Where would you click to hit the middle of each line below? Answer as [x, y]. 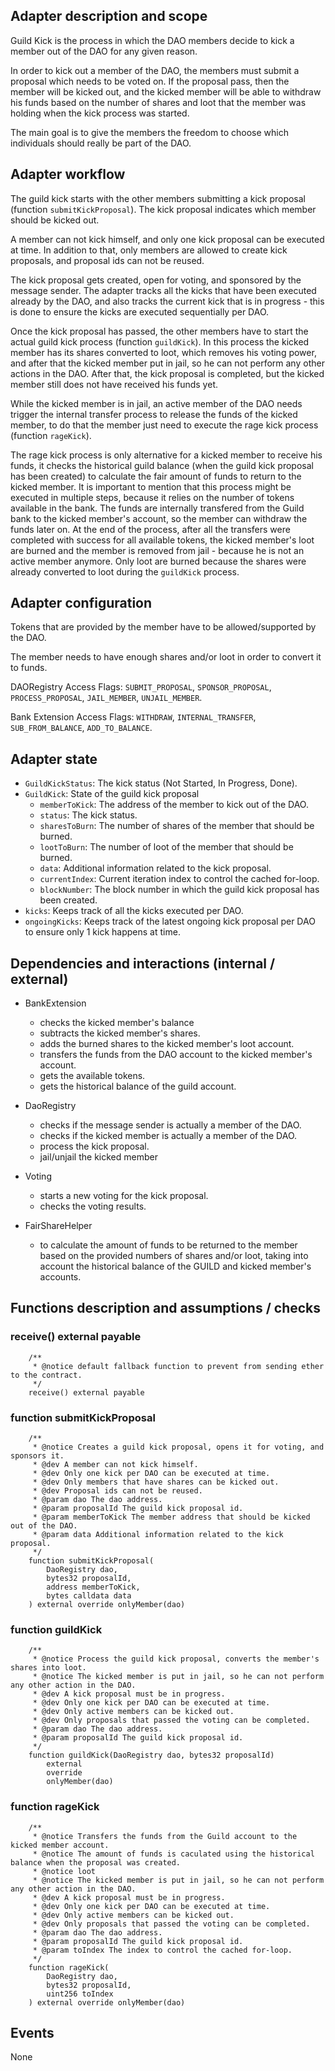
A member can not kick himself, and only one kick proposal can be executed [167, 239]
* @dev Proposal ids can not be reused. [117, 1491]
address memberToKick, [93, 1587]
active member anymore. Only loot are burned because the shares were [158, 561]
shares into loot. [48, 1668]
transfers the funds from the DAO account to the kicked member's [176, 1055]
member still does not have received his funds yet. [114, 384]
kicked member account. [60, 1845]
